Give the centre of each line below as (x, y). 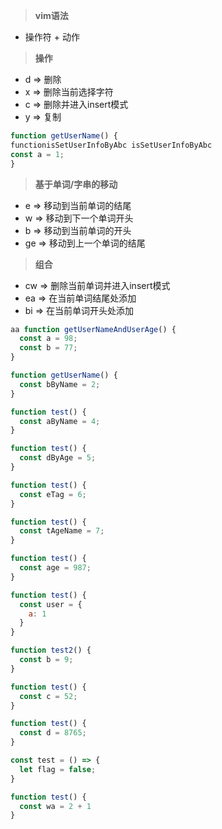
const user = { (51, 604)
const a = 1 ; (37, 154)
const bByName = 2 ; (60, 384)
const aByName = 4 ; (60, 421)
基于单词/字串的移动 (76, 184)
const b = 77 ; (48, 348)
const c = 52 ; (48, 696)
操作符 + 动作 (52, 37)
